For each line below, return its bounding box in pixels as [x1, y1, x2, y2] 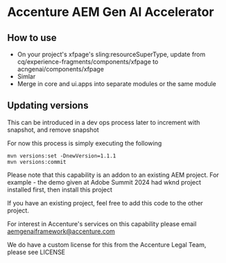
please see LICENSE [7, 248, 66, 256]
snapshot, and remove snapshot [7, 126, 99, 134]
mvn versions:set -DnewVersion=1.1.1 [7, 152, 116, 160]
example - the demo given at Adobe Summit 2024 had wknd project [7, 178, 202, 186]
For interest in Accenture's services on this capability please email [7, 219, 197, 228]
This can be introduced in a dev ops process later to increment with [7, 118, 200, 126]
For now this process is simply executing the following [7, 139, 162, 147]
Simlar [17, 72, 36, 80]
